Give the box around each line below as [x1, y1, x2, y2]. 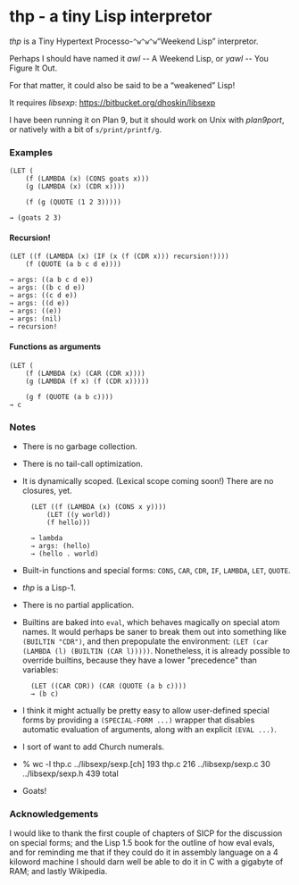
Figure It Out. [9, 63, 58, 73]
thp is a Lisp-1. [21, 582, 77, 593]
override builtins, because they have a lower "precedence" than [21, 655, 257, 665]
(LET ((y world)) [46, 510, 112, 519]
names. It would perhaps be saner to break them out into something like [21, 626, 287, 637]
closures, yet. [21, 485, 73, 496]
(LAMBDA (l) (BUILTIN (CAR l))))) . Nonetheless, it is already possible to [21, 645, 291, 655]
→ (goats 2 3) [9, 213, 62, 222]
